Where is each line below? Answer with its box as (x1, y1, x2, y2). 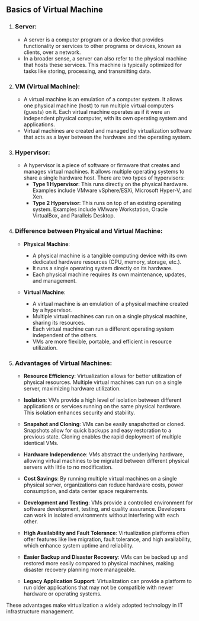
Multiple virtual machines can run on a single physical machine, (32, 312, 188, 319)
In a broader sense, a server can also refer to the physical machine (23, 55, 187, 62)
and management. (32, 277, 77, 284)
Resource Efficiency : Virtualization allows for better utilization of (23, 372, 182, 379)
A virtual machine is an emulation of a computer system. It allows (23, 95, 182, 103)
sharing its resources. (32, 319, 86, 326)
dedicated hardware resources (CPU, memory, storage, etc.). (32, 258, 182, 265)
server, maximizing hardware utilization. (23, 385, 121, 392)
